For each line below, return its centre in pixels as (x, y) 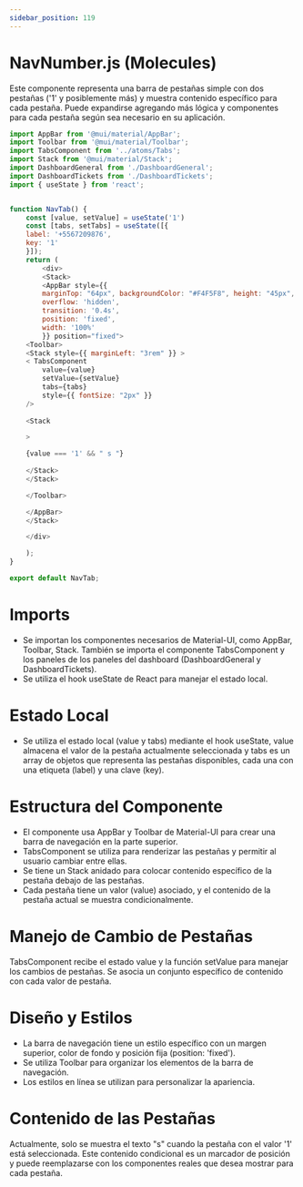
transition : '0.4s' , (81, 311)
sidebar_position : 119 (52, 18)
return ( (42, 260)
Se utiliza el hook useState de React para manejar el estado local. (145, 679)
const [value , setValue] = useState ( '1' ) (105, 218)
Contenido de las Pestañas (112, 1118)
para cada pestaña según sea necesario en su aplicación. (117, 117)
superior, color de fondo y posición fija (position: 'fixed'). (129, 1052)
